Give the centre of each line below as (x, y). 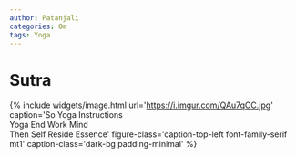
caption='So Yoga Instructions (66, 115)
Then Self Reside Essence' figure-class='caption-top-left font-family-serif (148, 134)
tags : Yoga (30, 35)
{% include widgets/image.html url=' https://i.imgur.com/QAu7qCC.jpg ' (141, 105)
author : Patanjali (44, 18)
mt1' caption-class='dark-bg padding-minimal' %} (103, 144)
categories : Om (38, 26)
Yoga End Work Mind (49, 125)
